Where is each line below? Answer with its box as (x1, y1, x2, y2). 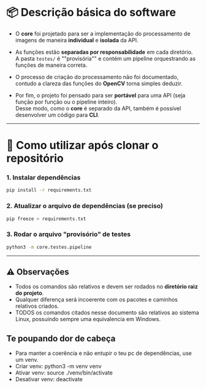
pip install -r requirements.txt (6, 187, 92, 194)
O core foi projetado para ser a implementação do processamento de (15, 29, 191, 37)
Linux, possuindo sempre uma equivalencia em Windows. (15, 316, 161, 323)
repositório (6, 151, 64, 165)
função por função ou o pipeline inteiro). (15, 98, 118, 105)
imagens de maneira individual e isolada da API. (15, 36, 139, 44)
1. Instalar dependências (6, 173, 81, 182)
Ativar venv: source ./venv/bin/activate (15, 369, 113, 376)
